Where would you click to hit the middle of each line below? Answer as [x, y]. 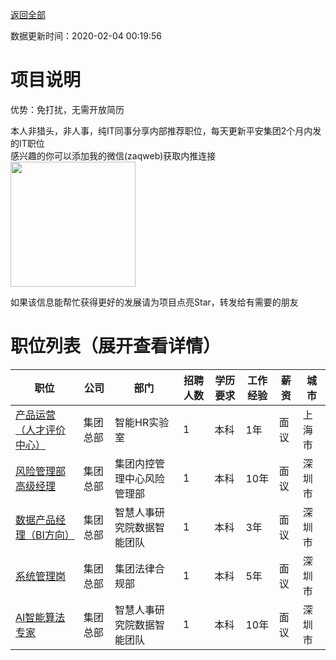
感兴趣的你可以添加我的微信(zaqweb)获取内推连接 [113, 155]
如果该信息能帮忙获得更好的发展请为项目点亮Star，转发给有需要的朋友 [154, 302]
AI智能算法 [40, 617]
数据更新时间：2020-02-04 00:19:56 [86, 36]
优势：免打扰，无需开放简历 [67, 109]
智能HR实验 [142, 422]
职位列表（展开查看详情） [116, 346]
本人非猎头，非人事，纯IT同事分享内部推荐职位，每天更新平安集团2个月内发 [166, 130]
